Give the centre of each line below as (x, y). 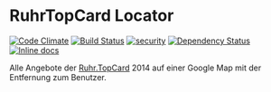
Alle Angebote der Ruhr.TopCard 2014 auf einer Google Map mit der (135, 68)
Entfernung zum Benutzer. (58, 77)
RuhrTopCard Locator (92, 16)
